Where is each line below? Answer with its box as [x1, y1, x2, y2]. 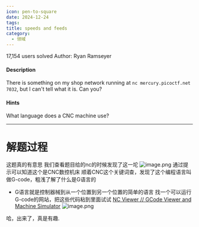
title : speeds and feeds [6, 25, 68, 31]
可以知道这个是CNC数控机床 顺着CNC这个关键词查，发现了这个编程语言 [11, 168, 187, 175]
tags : [6, 20, 20, 25]
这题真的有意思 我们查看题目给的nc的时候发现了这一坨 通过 [6, 161, 184, 168]
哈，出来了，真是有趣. [6, 215, 60, 222]
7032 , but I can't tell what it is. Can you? [6, 85, 102, 92]
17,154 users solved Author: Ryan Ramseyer [6, 53, 112, 59]
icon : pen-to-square [6, 8, 57, 15]
